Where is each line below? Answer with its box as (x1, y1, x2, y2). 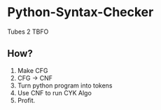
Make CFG (17, 66, 48, 74)
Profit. (17, 96, 36, 104)
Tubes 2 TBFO (7, 27, 49, 36)
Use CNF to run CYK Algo (17, 88, 92, 97)
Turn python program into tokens (17, 81, 113, 90)
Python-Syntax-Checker (7, 4, 154, 20)
